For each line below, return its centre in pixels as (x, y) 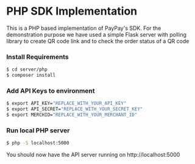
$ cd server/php (27, 70)
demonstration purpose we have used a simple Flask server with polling (97, 34)
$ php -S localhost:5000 (38, 143)
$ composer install (31, 75)
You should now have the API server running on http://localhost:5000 (93, 155)
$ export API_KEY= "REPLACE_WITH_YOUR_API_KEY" (66, 104)
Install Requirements (37, 57)
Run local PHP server (38, 130)
